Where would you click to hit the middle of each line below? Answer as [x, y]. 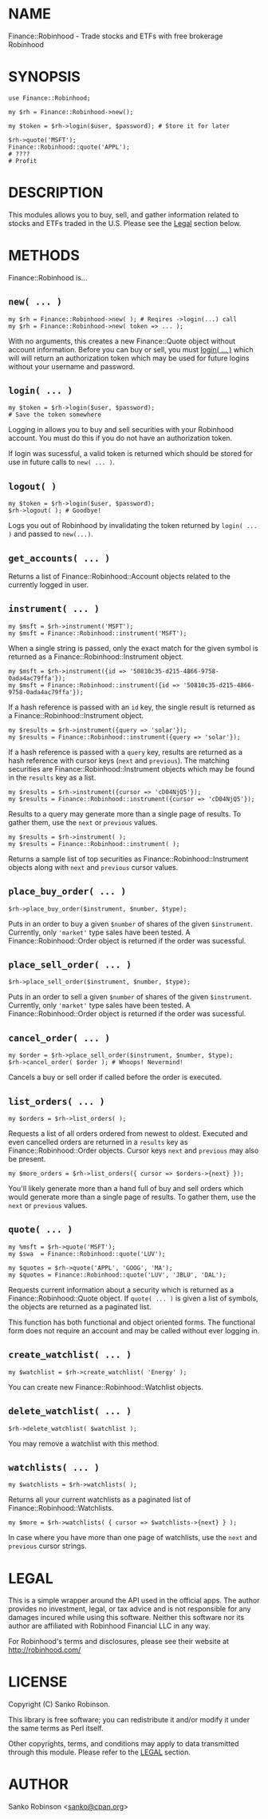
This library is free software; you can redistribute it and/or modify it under [129, 1720]
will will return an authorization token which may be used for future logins [129, 358]
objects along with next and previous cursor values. [93, 867]
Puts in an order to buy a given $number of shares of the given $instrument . [131, 923]
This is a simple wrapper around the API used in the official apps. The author [134, 1601]
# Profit [23, 161]
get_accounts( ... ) [59, 558]
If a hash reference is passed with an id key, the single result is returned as [132, 707]
